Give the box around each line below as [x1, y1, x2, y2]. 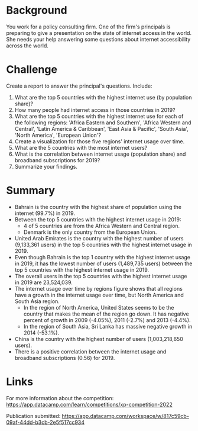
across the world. [6, 42, 49, 49]
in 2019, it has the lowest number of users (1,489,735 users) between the [14, 260, 193, 267]
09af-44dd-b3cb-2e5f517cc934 [6, 419, 85, 426]
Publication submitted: [6, 412, 61, 419]
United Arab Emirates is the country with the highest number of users [14, 234, 184, 242]
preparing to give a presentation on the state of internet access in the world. [6, 29, 192, 36]
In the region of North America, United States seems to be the [23, 304, 174, 311]
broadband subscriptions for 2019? [14, 156, 100, 163]
